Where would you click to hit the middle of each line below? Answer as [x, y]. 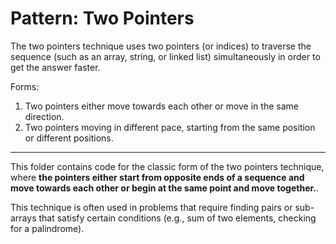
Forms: [25, 86]
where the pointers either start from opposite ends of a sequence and [157, 177]
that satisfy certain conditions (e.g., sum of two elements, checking [177, 218]
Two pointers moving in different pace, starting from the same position [170, 127]
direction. [44, 116]
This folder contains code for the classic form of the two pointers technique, [167, 166]
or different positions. [69, 138]
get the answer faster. [55, 67]
